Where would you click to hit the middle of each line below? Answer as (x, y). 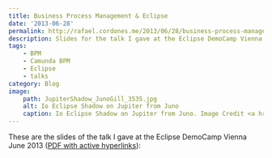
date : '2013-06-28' (41, 23)
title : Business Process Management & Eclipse (88, 16)
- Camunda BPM (47, 62)
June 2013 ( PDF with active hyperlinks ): (75, 145)
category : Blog (34, 83)
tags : (17, 46)
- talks (36, 76)
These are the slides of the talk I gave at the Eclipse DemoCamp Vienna (127, 137)
